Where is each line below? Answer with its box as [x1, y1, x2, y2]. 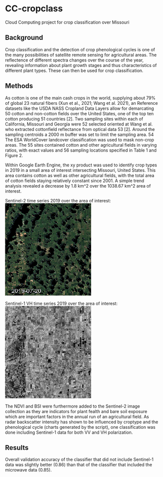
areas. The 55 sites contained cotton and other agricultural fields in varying [5, 142, 157, 148]
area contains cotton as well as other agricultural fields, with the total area [5, 172, 155, 178]
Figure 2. [5, 152, 23, 158]
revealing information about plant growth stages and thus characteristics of [5, 62, 157, 68]
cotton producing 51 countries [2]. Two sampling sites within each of [5, 116, 143, 122]
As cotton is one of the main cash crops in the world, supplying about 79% [5, 95, 156, 101]
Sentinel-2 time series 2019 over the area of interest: [5, 197, 111, 203]
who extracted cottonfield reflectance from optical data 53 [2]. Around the [5, 126, 155, 132]
